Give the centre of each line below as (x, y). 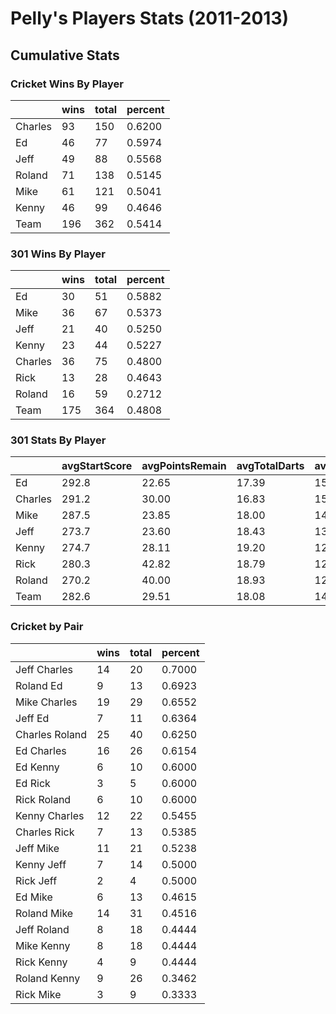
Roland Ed (39, 685)
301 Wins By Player (58, 254)
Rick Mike (38, 994)
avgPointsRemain (184, 466)
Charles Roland (51, 734)
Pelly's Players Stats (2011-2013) (150, 18)
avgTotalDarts (270, 466)
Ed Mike (34, 897)
